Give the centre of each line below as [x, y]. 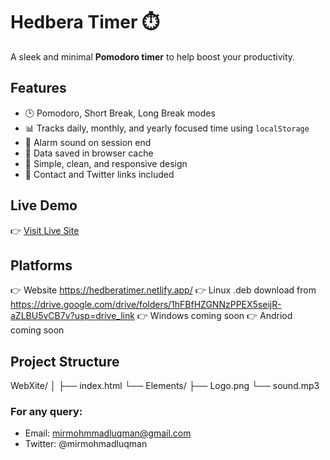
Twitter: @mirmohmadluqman [86, 444]
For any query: [46, 412]
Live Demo [44, 205]
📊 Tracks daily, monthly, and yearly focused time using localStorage [167, 128]
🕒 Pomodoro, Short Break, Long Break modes [120, 113]
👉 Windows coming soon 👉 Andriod [214, 316]
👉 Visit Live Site [45, 230]
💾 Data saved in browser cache [89, 153]
